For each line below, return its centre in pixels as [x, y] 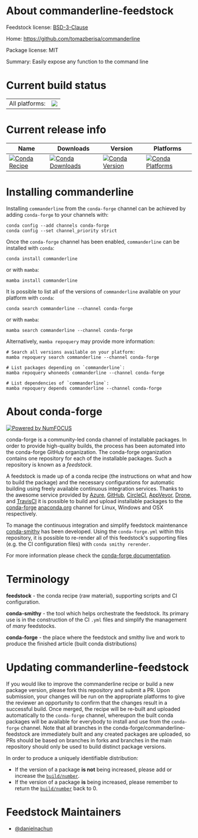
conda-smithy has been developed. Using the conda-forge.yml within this [95, 531]
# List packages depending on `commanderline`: [66, 367]
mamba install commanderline [42, 281]
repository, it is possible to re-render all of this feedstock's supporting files [97, 537]
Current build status [56, 85]
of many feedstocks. [31, 626]
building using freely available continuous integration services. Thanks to [95, 488]
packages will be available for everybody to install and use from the [88, 721]
